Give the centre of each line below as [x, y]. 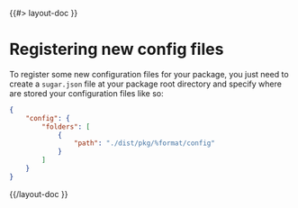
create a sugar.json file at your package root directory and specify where [145, 84]
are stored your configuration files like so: [86, 93]
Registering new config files [117, 50]
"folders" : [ [66, 127]
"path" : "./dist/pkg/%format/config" [144, 143]
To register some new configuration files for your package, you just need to [149, 74]
